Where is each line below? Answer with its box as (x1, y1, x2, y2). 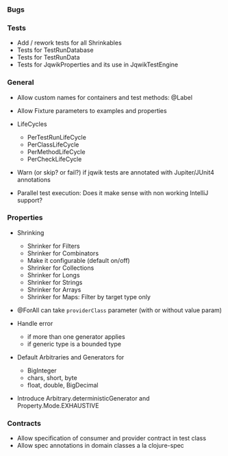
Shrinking (16, 228, 45, 237)
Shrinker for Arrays (27, 286, 81, 294)
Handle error (16, 319, 53, 327)
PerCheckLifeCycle (27, 155, 82, 163)
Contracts (7, 418, 41, 428)
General (7, 77, 34, 87)
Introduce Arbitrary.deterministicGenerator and (16, 394, 150, 402)
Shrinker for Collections (27, 264, 94, 272)
